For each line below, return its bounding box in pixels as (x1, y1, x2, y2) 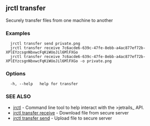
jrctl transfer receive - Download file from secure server (13, 109, 129, 115)
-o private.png (80, 58, 112, 64)
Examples (6, 29, 31, 36)
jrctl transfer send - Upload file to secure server (13, 115, 112, 121)
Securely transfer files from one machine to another (6, 17, 113, 23)
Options (6, 70, 26, 77)
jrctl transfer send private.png (10, 41, 81, 46)
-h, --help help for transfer (10, 81, 79, 86)
